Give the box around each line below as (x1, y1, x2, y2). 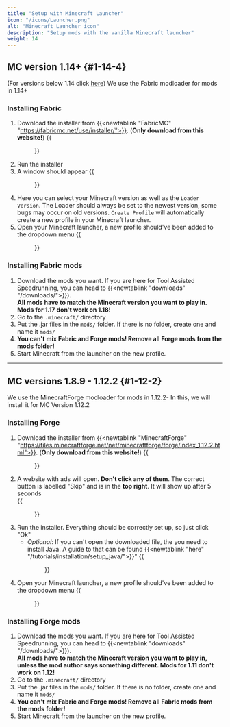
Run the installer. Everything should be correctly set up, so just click (16, 523, 209, 531)
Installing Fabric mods (7, 261, 83, 271)
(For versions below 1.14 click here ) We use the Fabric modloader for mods (7, 79, 218, 87)
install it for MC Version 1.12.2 (7, 401, 90, 409)
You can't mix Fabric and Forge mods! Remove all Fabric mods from (16, 697, 213, 706)
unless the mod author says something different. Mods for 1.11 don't (16, 661, 214, 669)
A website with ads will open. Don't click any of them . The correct (16, 474, 205, 483)
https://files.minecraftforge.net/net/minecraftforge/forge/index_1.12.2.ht (20, 441, 220, 449)
